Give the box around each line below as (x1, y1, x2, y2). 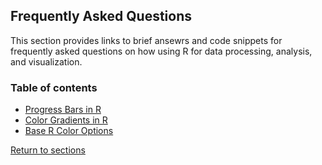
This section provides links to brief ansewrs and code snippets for (10, 34, 283, 46)
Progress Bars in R (24, 104, 102, 116)
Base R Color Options (24, 125, 114, 137)
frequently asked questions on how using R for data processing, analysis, (10, 45, 313, 57)
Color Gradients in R (24, 114, 108, 126)
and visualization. (10, 55, 83, 68)
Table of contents (10, 80, 98, 94)
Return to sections (10, 144, 86, 156)
